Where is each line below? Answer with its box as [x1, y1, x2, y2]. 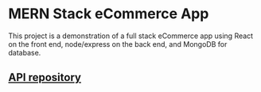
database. [8, 48, 41, 57]
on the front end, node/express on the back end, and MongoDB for [8, 39, 228, 48]
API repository [8, 71, 82, 84]
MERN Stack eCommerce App [8, 5, 209, 23]
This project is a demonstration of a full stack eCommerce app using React [8, 31, 253, 40]
